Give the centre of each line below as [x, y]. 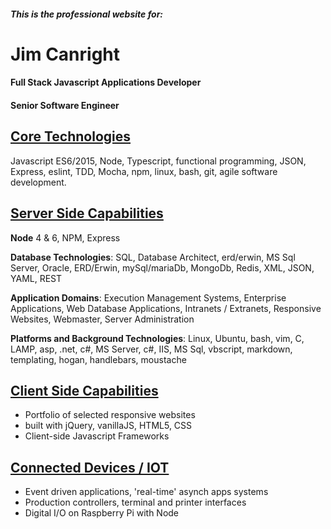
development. [38, 182]
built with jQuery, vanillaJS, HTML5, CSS [108, 426]
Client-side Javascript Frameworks [97, 436]
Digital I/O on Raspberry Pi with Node [102, 513]
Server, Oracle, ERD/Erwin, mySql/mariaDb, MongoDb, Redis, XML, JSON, [162, 267]
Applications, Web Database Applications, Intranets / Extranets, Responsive [166, 308]
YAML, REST [36, 278]
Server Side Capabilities [87, 213]
